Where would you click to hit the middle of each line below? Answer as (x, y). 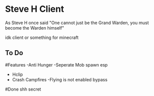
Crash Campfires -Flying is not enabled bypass (60, 79)
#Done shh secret (23, 89)
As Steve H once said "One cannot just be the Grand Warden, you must (77, 23)
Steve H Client (35, 9)
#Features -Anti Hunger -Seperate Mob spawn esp (56, 64)
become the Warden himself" (35, 28)
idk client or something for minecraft (42, 37)
